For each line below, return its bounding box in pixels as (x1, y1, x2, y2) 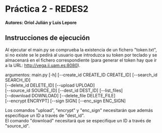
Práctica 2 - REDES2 (5, 3, 89, 15)
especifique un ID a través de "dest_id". (5, 112, 85, 118)
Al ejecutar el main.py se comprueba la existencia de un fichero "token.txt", (5, 46, 157, 52)
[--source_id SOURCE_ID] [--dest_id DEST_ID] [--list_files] (5, 87, 123, 93)
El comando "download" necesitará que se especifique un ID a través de (5, 117, 152, 123)
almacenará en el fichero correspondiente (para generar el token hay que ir (5, 57, 157, 63)
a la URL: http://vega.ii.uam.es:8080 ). (5, 62, 81, 68)
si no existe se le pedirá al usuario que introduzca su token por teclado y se (5, 52, 158, 58)
